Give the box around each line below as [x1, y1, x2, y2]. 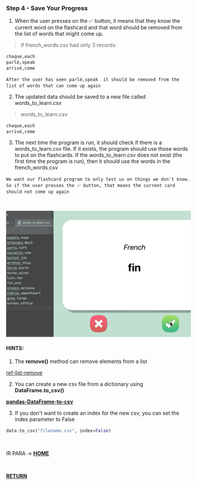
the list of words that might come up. [14, 30, 104, 38]
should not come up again [6, 189, 69, 195]
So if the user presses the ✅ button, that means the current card [6, 183, 176, 189]
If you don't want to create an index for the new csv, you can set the [14, 409, 180, 417]
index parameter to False [14, 416, 75, 423]
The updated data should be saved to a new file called [14, 93, 146, 100]
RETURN [6, 472, 28, 479]
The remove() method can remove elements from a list [14, 358, 148, 365]
